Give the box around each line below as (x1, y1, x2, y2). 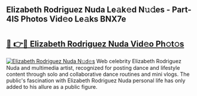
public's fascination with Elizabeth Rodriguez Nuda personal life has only (6, 77, 186, 84)
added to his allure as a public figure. (6, 83, 98, 90)
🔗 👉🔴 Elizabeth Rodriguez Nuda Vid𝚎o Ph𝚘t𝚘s (6, 39, 184, 49)
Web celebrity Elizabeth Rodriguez (96, 58, 181, 64)
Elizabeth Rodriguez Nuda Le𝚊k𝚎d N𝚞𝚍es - (6, 5, 171, 15)
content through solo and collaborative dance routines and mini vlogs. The (6, 71, 190, 78)
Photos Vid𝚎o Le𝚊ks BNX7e (20, 14, 126, 24)
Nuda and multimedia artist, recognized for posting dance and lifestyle (6, 64, 180, 71)
